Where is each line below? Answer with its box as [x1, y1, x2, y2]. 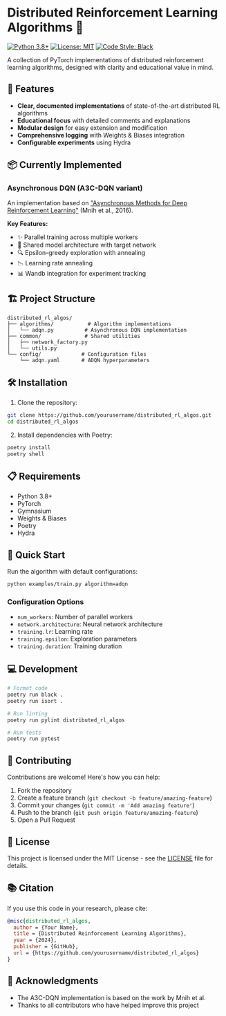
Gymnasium [17, 507, 52, 516]
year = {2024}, [13, 937, 57, 944]
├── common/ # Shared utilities [7, 333, 140, 340]
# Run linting [7, 710, 48, 717]
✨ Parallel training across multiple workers [17, 233, 138, 241]
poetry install [7, 444, 51, 451]
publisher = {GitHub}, [13, 943, 79, 950]
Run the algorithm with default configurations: [7, 567, 138, 576]
